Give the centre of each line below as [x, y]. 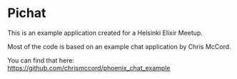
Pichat [27, 13]
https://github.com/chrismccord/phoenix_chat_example [89, 68]
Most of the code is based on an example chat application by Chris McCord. [119, 46]
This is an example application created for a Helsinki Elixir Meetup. [105, 33]
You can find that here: [41, 60]
